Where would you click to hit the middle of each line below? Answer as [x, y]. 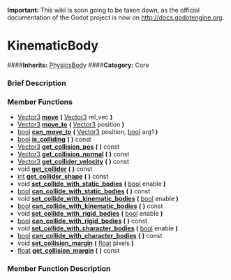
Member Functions [40, 102]
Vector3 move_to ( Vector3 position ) [71, 124]
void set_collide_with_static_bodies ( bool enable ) [91, 184]
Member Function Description [59, 269]
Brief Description [37, 83]
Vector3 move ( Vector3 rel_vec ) [65, 117]
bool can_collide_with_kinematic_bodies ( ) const [90, 206]
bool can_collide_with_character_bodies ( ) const [90, 236]
